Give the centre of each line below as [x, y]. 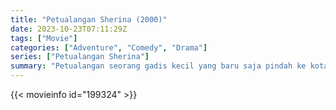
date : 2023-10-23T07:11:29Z [69, 29]
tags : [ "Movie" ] [44, 38]
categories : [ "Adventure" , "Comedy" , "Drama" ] [109, 47]
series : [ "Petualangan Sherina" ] [80, 57]
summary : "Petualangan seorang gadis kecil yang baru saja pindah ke [158, 66]
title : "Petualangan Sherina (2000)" [89, 19]
